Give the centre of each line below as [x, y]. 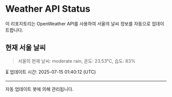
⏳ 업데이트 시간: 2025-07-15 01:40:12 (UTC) [51, 71]
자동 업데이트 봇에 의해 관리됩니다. [39, 89]
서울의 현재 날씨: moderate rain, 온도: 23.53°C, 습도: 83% [77, 61]
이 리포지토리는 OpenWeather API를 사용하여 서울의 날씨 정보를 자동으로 [78, 23]
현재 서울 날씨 [26, 48]
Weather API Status [48, 9]
